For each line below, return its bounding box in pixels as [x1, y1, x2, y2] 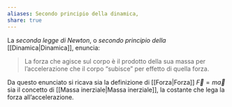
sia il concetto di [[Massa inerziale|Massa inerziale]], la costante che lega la [7, 85, 225, 94]
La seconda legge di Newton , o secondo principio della [7, 36, 166, 44]
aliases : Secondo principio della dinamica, [7, 10, 139, 17]
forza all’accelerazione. [7, 92, 75, 101]
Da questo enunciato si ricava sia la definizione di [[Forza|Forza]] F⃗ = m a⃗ [7, 78, 226, 86]
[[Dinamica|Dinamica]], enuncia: [7, 43, 100, 52]
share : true [7, 17, 42, 24]
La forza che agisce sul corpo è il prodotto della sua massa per [24, 57, 206, 65]
